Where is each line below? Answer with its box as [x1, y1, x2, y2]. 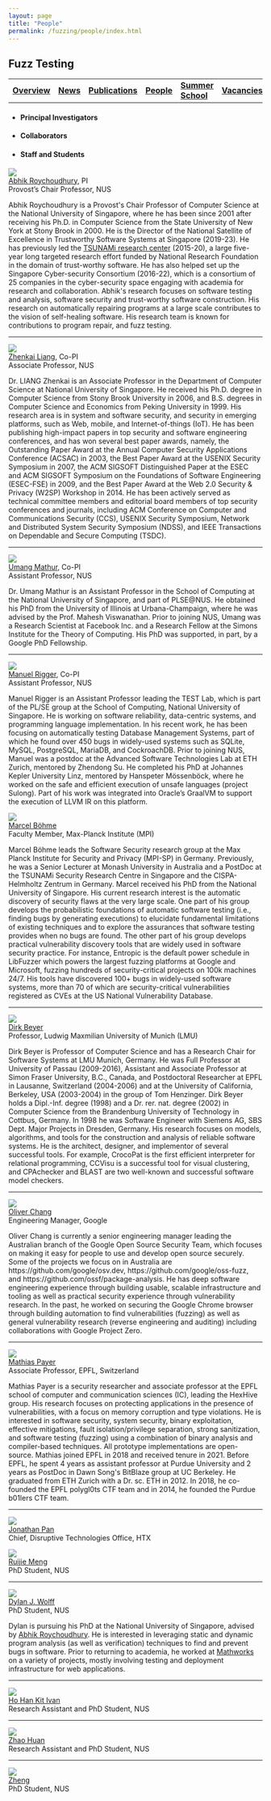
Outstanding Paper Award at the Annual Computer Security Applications [8, 444, 248, 454]
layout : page [8, 11, 52, 20]
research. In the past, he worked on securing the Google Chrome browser [8, 1299, 254, 1309]
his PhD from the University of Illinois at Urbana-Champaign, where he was [8, 604, 258, 613]
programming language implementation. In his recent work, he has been [8, 719, 248, 729]
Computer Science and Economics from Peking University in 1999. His [8, 401, 242, 411]
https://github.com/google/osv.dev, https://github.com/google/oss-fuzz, [8, 1265, 249, 1275]
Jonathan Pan [8, 1524, 55, 1534]
